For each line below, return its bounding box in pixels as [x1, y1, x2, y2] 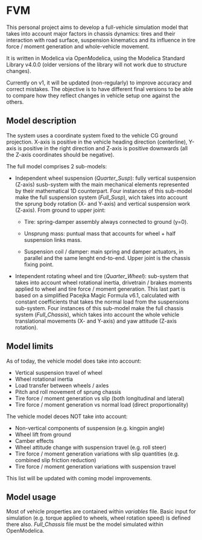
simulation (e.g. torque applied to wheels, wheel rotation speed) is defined [6, 514, 191, 522]
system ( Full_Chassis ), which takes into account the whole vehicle [14, 311, 180, 318]
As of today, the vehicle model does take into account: [6, 357, 142, 364]
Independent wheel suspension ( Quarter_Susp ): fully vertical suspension [14, 174, 196, 182]
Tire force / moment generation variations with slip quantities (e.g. [14, 450, 180, 457]
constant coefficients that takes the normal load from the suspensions [14, 298, 189, 305]
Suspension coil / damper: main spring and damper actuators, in [24, 248, 184, 255]
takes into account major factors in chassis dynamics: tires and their [6, 30, 176, 37]
